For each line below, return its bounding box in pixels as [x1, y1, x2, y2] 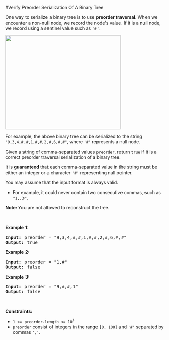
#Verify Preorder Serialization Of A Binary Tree [5, 5, 104, 10]
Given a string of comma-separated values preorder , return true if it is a [5, 148, 157, 155]
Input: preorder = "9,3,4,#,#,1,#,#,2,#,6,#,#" [5, 235, 127, 240]
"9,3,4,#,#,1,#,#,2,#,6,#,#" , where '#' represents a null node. [5, 139, 140, 145]
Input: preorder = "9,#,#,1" [5, 284, 78, 289]
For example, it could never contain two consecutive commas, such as [12, 189, 161, 195]
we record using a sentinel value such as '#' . [5, 25, 101, 31]
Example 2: [5, 249, 30, 255]
